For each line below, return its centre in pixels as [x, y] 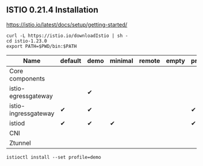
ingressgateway [32, 113]
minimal [121, 61]
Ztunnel [20, 143]
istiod [17, 123]
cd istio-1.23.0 [27, 41]
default [71, 61]
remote [150, 61]
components [27, 78]
